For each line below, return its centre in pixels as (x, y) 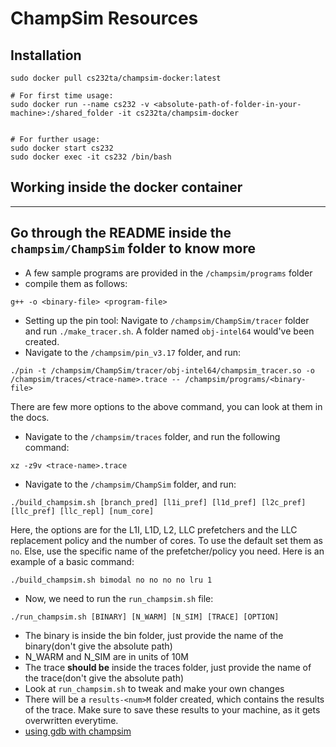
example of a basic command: (72, 561)
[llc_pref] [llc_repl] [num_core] (82, 511)
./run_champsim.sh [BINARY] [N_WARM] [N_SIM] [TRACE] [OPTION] (145, 617)
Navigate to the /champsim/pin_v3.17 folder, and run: (133, 352)
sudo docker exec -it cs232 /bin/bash (91, 157)
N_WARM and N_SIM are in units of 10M (106, 656)
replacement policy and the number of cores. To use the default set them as (166, 540)
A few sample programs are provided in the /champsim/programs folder (168, 273)
